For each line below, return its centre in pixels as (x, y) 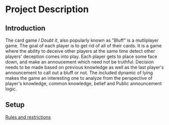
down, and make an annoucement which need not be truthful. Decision (80, 62)
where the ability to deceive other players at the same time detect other (80, 51)
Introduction (25, 28)
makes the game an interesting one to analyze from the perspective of (79, 78)
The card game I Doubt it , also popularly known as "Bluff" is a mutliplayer (82, 40)
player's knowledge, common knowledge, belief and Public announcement (83, 83)
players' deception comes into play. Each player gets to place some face (81, 56)
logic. (11, 89)
